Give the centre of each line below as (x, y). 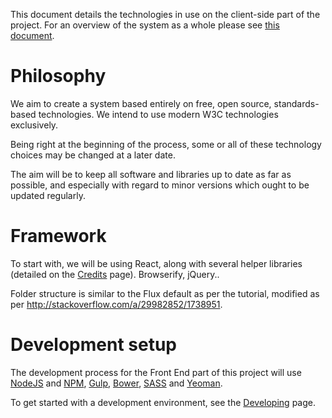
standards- (296, 103)
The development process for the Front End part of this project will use (156, 372)
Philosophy (58, 76)
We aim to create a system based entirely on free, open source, (141, 103)
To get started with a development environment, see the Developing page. (163, 402)
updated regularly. (48, 195)
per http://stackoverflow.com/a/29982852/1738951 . (116, 304)
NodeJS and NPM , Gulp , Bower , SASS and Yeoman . (116, 383)
